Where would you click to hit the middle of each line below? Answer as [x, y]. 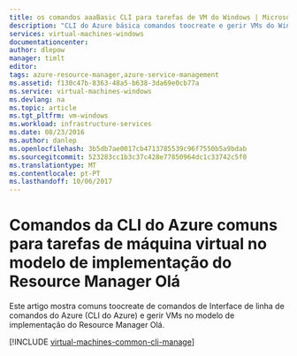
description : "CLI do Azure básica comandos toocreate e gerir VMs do [142, 26]
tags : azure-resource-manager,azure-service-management [114, 75]
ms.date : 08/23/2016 [47, 133]
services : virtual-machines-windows [76, 34]
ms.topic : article [43, 108]
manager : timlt [37, 58]
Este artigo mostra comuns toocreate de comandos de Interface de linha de [147, 307]
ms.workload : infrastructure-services [80, 125]
